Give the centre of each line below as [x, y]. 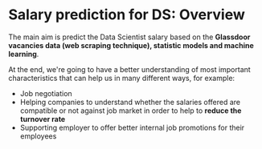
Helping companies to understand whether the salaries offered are [130, 102]
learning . [24, 54]
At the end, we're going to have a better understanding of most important [129, 69]
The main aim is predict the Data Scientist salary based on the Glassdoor [129, 37]
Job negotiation [46, 93]
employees [38, 136]
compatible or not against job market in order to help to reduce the [131, 111]
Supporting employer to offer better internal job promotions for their [132, 127]
